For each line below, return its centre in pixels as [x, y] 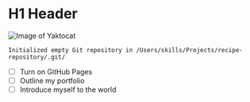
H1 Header [43, 14]
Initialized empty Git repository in [71, 50]
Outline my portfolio [52, 81]
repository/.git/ [37, 57]
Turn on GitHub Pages [56, 71]
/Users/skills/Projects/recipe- [190, 50]
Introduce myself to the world [68, 90]
